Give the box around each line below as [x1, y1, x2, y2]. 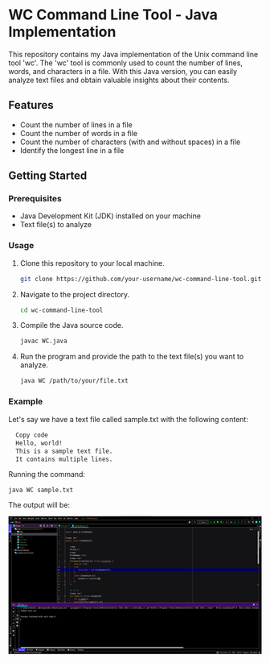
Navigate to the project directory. [19, 289, 130, 299]
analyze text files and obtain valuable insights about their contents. [8, 75, 230, 85]
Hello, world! [15, 439, 63, 447]
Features [8, 98, 54, 112]
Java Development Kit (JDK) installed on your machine [19, 211, 201, 221]
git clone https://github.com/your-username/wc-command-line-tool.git [19, 275, 262, 283]
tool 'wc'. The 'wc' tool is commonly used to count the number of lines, [8, 58, 243, 68]
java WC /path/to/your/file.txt [19, 377, 129, 385]
